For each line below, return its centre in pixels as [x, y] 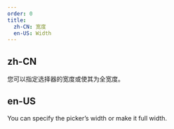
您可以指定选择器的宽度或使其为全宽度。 [66, 79]
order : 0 [20, 14]
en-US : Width [33, 33]
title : [17, 20]
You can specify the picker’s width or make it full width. [87, 118]
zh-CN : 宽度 [30, 26]
